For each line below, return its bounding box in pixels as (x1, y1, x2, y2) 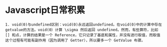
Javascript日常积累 (5, 4, 86, 16)
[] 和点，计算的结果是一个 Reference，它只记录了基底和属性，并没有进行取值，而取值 (5, 33, 161, 38)
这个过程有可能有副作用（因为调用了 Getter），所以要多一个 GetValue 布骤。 (5, 38, 146, 43)
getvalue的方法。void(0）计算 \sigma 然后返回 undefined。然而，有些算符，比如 (5, 27, 159, 32)
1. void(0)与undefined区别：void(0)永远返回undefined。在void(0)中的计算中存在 (5, 22, 162, 27)
